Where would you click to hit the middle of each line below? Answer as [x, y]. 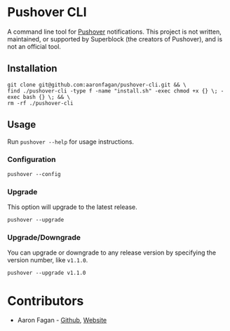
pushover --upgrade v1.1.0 [47, 273]
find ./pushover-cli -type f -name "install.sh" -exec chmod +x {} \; [113, 91]
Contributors [46, 300]
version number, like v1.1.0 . [48, 260]
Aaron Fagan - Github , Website [62, 320]
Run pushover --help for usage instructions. [71, 142]
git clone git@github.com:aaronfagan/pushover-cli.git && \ [97, 85]
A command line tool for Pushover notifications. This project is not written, [115, 32]
